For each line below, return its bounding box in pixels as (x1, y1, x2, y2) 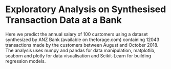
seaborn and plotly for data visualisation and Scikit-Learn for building (5, 52, 152, 59)
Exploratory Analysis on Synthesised (5, 4, 166, 15)
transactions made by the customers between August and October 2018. (5, 42, 159, 48)
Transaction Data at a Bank (5, 14, 122, 26)
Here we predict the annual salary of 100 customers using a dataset (5, 31, 148, 37)
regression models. (5, 58, 46, 64)
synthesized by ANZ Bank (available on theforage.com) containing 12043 (5, 37, 160, 43)
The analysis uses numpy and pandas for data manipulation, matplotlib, (5, 47, 156, 53)
